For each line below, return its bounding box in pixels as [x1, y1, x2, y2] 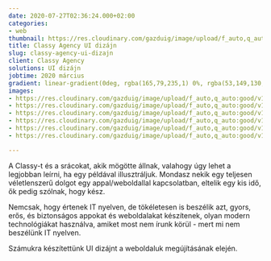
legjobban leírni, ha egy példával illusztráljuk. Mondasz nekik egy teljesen [8, 169, 252, 179]
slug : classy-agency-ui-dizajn [8, 49, 114, 57]
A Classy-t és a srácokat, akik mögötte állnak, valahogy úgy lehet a [8, 160, 231, 170]
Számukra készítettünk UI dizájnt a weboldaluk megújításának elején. [8, 243, 238, 253]
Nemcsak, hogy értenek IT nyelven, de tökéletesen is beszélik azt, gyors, [8, 202, 252, 212]
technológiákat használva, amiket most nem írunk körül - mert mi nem [8, 219, 240, 229]
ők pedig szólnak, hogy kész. [8, 186, 106, 196]
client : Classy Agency [8, 57, 85, 65]
